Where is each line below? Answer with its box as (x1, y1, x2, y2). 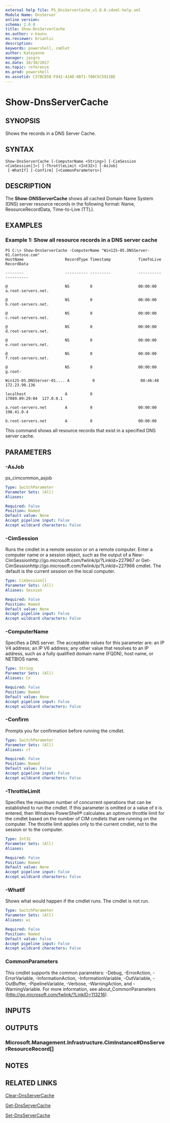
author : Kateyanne (5, 50, 45, 55)
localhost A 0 (5, 392, 93, 397)
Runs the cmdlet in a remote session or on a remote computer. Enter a (5, 547, 153, 553)
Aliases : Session (5, 588, 42, 593)
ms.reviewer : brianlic (5, 36, 54, 42)
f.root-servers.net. (5, 356, 50, 361)
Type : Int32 (5, 836, 31, 841)
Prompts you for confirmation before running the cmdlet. (5, 728, 125, 734)
